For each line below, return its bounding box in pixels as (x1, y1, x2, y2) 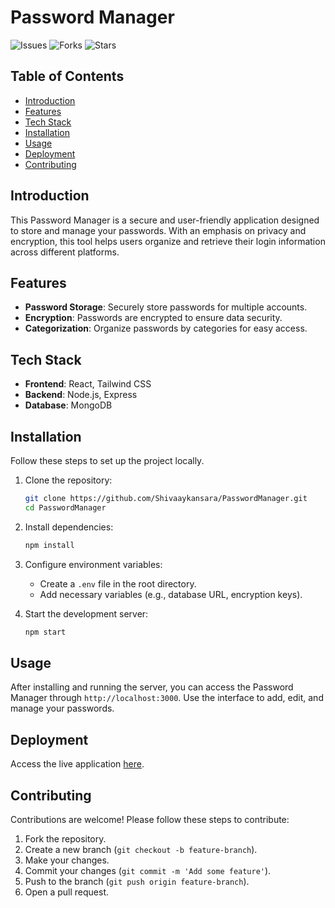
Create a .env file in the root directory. (39, 577, 197, 590)
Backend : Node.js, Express (24, 389, 138, 401)
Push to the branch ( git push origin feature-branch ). (24, 875, 250, 887)
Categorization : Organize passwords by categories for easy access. (24, 322, 308, 335)
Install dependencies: (24, 521, 114, 533)
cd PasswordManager (24, 502, 107, 513)
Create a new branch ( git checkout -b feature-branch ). (24, 843, 258, 855)
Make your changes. (24, 854, 110, 866)
